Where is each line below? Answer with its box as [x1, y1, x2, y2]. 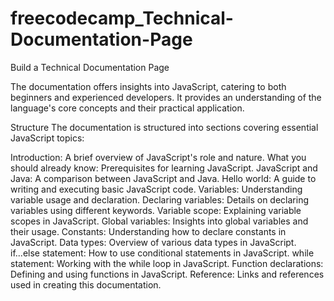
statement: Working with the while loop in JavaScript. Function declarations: [10, 257, 324, 269]
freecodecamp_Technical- [10, 7, 234, 30]
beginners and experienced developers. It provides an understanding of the [10, 91, 322, 103]
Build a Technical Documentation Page [10, 61, 170, 73]
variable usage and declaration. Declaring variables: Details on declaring [10, 193, 310, 206]
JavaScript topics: [10, 132, 85, 144]
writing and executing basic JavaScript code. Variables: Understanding [10, 183, 303, 195]
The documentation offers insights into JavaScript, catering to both [10, 80, 287, 92]
